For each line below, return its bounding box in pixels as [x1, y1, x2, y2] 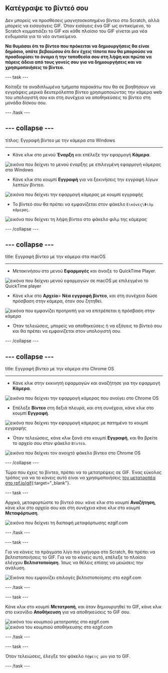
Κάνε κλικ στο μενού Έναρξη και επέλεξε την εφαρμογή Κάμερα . [12, 151, 151, 157]
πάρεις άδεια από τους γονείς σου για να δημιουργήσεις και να [5, 59, 141, 65]
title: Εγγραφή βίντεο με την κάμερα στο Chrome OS [5, 366, 114, 372]
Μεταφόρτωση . [5, 510, 39, 516]
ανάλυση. [5, 565, 26, 571]
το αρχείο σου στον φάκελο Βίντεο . [12, 440, 86, 446]
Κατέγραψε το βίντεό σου [5, 4, 88, 13]
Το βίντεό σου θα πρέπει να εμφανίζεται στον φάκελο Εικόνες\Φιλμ [12, 201, 153, 207]
